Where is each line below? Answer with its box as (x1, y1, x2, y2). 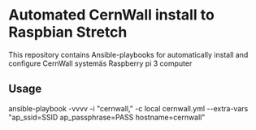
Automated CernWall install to (8, 6, 215, 24)
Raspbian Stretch (8, 23, 128, 41)
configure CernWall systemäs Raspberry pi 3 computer (8, 58, 193, 68)
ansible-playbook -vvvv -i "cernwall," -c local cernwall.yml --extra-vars (8, 103, 249, 113)
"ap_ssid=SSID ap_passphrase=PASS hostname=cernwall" (8, 112, 206, 122)
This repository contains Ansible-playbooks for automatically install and (8, 50, 249, 59)
